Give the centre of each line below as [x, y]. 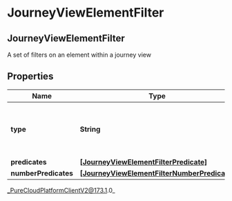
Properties [30, 76]
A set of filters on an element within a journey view [79, 55]
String [90, 129]
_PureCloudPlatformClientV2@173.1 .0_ [61, 190]
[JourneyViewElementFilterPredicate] [144, 162]
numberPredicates [42, 173]
